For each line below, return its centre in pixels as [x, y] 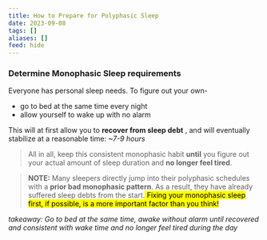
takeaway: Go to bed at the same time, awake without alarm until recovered [134, 219]
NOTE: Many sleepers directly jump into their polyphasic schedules [139, 178]
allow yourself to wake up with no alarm [86, 115]
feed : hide [26, 46]
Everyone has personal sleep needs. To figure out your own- [108, 91]
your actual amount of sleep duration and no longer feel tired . [130, 163]
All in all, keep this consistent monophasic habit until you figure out [138, 154]
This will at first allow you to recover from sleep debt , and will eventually [129, 130]
